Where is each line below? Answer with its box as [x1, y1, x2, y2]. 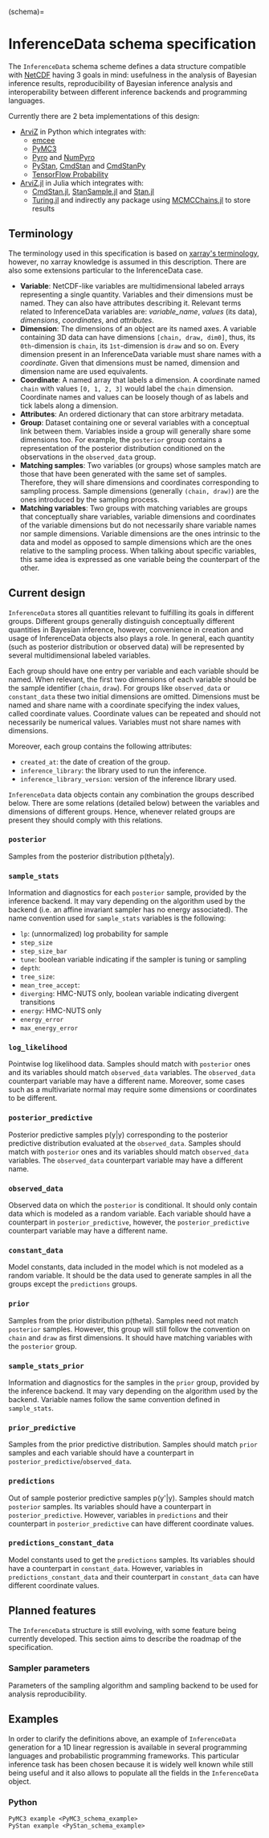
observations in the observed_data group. [19, 452, 157, 462]
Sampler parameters [8, 1662, 91, 1673]
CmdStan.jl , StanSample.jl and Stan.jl [31, 187, 155, 196]
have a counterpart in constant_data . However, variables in [8, 1563, 203, 1573]
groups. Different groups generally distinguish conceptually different [8, 616, 235, 626]
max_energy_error [19, 1024, 79, 1032]
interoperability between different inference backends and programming [8, 87, 247, 96]
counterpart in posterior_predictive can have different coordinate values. [8, 1519, 255, 1528]
